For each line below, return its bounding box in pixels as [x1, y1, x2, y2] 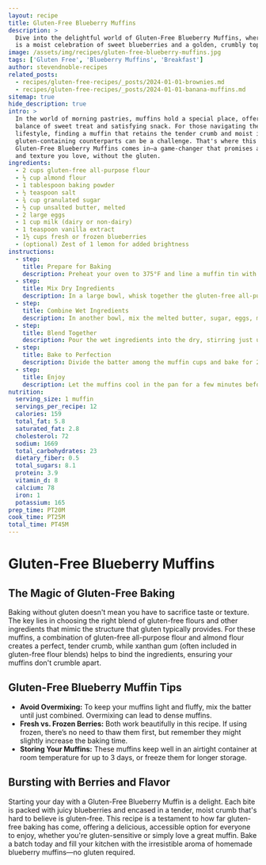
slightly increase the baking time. [19, 736, 128, 745]
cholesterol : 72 [15, 432, 69, 440]
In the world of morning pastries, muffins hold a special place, [15, 115, 239, 123]
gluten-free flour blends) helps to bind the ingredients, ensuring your [8, 650, 233, 659]
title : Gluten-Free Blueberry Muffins [8, 19, 136, 27]
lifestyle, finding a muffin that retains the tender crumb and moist [15, 129, 253, 137]
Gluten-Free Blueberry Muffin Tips [8, 681, 182, 694]
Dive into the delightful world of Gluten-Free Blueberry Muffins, [15, 33, 243, 42]
